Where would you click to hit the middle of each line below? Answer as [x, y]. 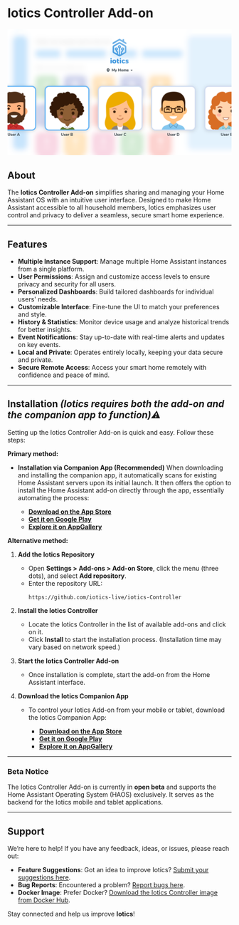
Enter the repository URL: [65, 583]
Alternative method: [38, 540]
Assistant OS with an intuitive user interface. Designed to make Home [109, 200]
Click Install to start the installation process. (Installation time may [125, 639]
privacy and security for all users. [67, 284]
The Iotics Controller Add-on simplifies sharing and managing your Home [116, 192]
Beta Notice [28, 771]
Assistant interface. [57, 682]
